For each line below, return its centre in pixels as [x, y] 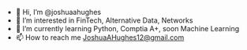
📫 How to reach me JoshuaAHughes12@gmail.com [100, 37]
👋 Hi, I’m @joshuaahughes [58, 12]
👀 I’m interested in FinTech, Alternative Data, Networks [104, 20]
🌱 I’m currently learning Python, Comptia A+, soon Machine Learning [127, 29]
